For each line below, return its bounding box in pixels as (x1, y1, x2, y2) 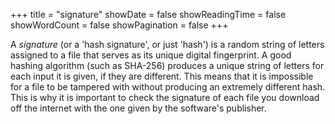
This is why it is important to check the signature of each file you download (10, 92, 320, 103)
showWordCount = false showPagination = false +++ (10, 19, 229, 31)
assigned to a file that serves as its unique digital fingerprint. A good (10, 49, 292, 61)
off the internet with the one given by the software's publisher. (10, 102, 267, 114)
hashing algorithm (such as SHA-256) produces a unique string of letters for (10, 60, 325, 71)
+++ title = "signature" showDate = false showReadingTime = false (10, 9, 287, 20)
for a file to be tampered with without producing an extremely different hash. (10, 81, 326, 93)
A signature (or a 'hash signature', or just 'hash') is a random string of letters (10, 39, 325, 50)
